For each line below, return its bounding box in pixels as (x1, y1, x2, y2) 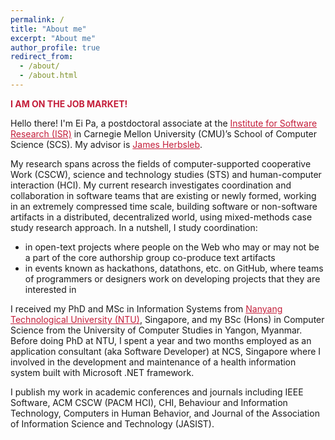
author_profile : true (10, 42, 101, 53)
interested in (24, 283, 77, 295)
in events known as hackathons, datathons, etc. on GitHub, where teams (24, 262, 324, 274)
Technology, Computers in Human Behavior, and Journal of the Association (10, 407, 320, 419)
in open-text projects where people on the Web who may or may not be (24, 241, 320, 253)
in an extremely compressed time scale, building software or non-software (10, 200, 318, 212)
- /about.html (19, 71, 78, 81)
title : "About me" (10, 24, 87, 34)
